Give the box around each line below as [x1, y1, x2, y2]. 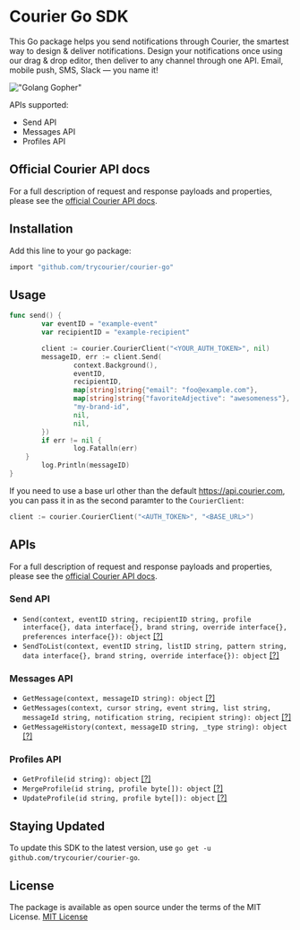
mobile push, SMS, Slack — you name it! [9, 65, 159, 75]
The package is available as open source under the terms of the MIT [9, 902, 261, 913]
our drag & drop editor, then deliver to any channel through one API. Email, [9, 55, 284, 66]
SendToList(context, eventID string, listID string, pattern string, [21, 642, 288, 651]
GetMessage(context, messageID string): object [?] [21, 693, 216, 704]
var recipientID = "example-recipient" [41, 328, 191, 337]
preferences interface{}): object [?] [21, 630, 164, 641]
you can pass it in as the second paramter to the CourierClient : [9, 495, 244, 505]
